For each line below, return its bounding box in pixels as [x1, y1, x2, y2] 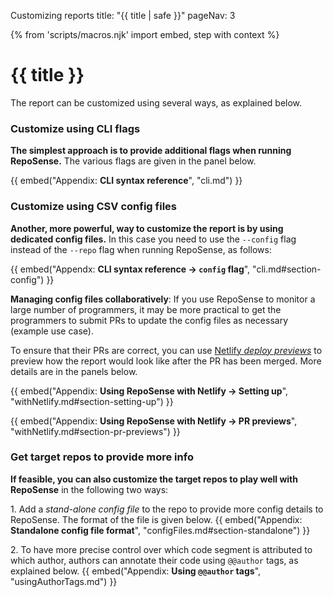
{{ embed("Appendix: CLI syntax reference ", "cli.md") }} [10, 175, 243, 187]
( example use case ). [10, 325, 94, 337]
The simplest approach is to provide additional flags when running [10, 145, 292, 157]
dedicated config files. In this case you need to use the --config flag [10, 233, 297, 245]
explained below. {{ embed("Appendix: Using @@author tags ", [10, 565, 262, 577]
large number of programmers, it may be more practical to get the [10, 303, 282, 315]
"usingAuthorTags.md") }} [10, 575, 118, 587]
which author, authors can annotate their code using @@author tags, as [10, 554, 299, 566]
